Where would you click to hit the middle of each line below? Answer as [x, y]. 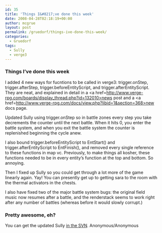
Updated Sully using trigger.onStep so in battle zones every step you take [78, 117]
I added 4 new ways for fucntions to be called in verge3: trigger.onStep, [77, 82]
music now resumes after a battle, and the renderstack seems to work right [80, 197]
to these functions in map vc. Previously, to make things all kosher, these [77, 152]
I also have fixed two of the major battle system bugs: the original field [75, 192]
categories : [17, 37]
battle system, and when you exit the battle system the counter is [70, 128]
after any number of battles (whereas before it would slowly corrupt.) [74, 202]
